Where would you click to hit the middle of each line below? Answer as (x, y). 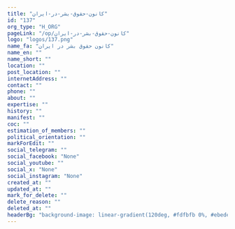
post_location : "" (34, 72)
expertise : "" (28, 105)
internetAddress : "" (37, 79)
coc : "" (19, 124)
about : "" (22, 98)
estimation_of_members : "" (47, 131)
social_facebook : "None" (43, 157)
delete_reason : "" (34, 202)
